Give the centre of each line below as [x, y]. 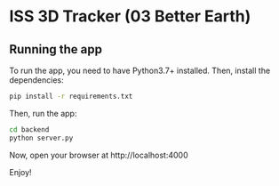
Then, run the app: [43, 113]
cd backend [29, 129]
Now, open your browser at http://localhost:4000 [99, 155]
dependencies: [36, 80]
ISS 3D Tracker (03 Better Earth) [130, 16]
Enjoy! [21, 172]
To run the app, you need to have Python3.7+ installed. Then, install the [140, 70]
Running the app [56, 49]
